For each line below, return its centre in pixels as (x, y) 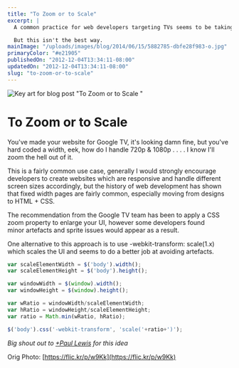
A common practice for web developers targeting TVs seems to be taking (124, 27)
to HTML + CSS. (31, 201)
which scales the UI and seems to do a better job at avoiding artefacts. (111, 251)
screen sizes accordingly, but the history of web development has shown (115, 186)
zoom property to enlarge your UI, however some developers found (106, 222)
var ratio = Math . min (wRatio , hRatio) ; (67, 316)
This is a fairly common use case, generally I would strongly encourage (112, 171)
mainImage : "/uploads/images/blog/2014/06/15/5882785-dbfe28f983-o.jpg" (117, 47)
